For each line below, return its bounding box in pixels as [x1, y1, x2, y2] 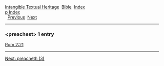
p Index [5, 9, 20, 15]
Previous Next [7, 14, 37, 20]
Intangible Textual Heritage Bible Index [5, 4, 85, 10]
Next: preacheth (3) [5, 55, 45, 62]
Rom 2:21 [5, 42, 24, 48]
